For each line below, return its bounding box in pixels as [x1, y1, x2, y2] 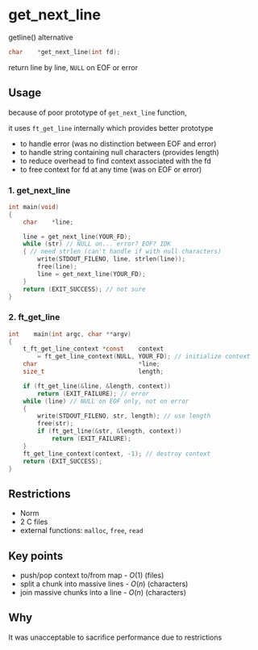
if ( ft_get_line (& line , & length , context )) [23, 382, 172, 390]
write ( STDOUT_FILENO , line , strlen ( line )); [37, 255, 185, 263]
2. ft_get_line [8, 312, 60, 323]
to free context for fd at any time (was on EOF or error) [19, 164, 202, 174]
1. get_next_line [8, 184, 71, 195]
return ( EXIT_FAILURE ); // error [37, 389, 150, 397]
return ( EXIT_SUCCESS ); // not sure [23, 285, 147, 293]
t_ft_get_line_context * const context [23, 345, 164, 353]
